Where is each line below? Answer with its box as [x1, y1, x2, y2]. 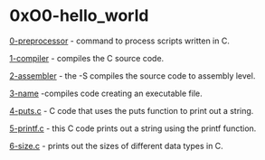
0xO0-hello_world [9, 5, 149, 26]
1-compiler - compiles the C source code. [9, 52, 165, 63]
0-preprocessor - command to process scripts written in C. [9, 35, 231, 46]
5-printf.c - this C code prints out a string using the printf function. [9, 123, 257, 134]
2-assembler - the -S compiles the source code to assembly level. [9, 70, 256, 81]
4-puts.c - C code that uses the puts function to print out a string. [9, 105, 254, 116]
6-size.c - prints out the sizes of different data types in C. [9, 140, 223, 151]
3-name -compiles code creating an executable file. [9, 88, 203, 99]
